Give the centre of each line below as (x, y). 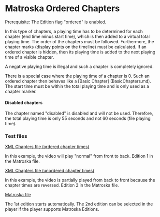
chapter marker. (21, 91)
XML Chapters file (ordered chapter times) (47, 147)
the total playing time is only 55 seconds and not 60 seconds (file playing (78, 118)
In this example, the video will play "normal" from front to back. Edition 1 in (79, 156)
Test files (16, 136)
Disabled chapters (24, 102)
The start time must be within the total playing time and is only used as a (77, 86)
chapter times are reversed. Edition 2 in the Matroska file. (62, 185)
